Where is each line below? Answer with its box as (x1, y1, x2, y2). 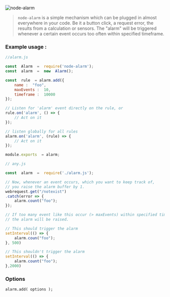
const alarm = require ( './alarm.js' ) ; (5, 171, 94, 176)
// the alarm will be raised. (5, 217, 69, 222)
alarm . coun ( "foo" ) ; (14, 235, 56, 240)
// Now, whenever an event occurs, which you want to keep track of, (5, 180, 155, 185)
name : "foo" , (14, 82, 47, 88)
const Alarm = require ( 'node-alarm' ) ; (5, 64, 94, 69)
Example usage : (5, 43, 47, 50)
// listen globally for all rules (5, 129, 78, 134)
